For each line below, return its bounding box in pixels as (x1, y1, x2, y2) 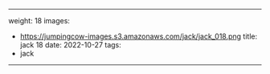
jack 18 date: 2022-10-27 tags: (19, 40, 122, 49)
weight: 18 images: (8, 16, 71, 25)
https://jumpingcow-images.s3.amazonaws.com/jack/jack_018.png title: (19, 31, 258, 41)
